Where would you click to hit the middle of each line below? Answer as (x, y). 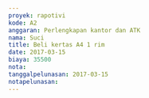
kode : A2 (23, 23)
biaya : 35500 (30, 60)
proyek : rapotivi (37, 15)
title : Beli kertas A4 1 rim (57, 45)
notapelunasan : (33, 81)
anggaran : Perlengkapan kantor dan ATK (74, 30)
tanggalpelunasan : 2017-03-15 (59, 74)
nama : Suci (26, 38)
